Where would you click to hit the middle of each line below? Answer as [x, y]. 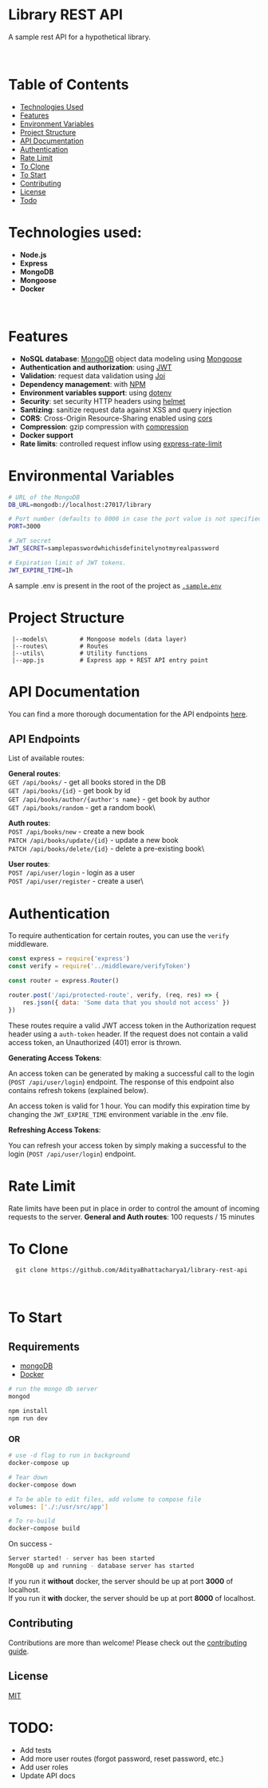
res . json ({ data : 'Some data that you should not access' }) [126, 1002]
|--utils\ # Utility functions [80, 653]
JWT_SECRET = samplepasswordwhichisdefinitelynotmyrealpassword [114, 549]
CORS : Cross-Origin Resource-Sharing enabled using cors [116, 418]
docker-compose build [44, 1529]
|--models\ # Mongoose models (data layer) [99, 639]
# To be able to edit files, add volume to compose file [105, 1499]
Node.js [33, 254]
